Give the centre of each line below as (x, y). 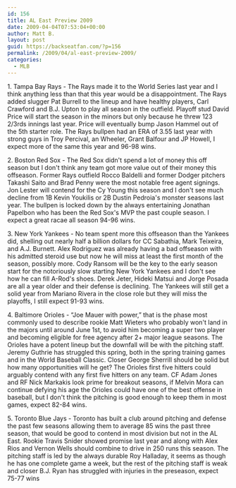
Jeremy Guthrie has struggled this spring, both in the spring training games (116, 352)
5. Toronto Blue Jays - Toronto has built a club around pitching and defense (117, 418)
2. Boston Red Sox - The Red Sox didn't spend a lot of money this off (107, 160)
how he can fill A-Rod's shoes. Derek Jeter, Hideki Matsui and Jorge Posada (118, 279)
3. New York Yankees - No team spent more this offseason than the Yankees (118, 233)
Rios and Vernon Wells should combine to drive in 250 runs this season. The (118, 448)
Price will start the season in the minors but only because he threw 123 (110, 116)
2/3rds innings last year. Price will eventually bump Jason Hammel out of (113, 123)
